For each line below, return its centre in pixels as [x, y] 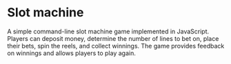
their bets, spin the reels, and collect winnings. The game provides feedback [116, 46]
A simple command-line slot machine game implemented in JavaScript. [108, 31]
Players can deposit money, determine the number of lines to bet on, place [113, 38]
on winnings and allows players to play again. [71, 53]
